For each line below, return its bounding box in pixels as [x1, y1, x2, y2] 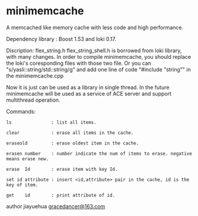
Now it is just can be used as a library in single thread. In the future [6, 83, 170, 90]
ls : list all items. [6, 119, 97, 126]
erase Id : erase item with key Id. [6, 166, 118, 172]
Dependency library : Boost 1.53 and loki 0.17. [6, 35, 117, 42]
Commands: [6, 108, 36, 115]
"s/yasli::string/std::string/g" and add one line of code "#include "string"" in [6, 65, 191, 73]
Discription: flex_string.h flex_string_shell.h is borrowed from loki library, [6, 46, 182, 54]
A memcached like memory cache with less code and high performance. [6, 24, 184, 31]
